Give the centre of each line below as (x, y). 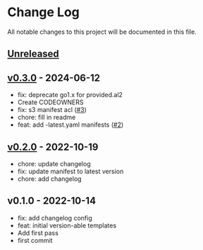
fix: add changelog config (55, 218)
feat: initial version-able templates (67, 225)
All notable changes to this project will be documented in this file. (102, 32)
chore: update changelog (54, 163)
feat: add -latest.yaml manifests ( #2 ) (70, 125)
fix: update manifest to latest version (70, 171)
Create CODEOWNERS (50, 102)
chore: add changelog (50, 179)
